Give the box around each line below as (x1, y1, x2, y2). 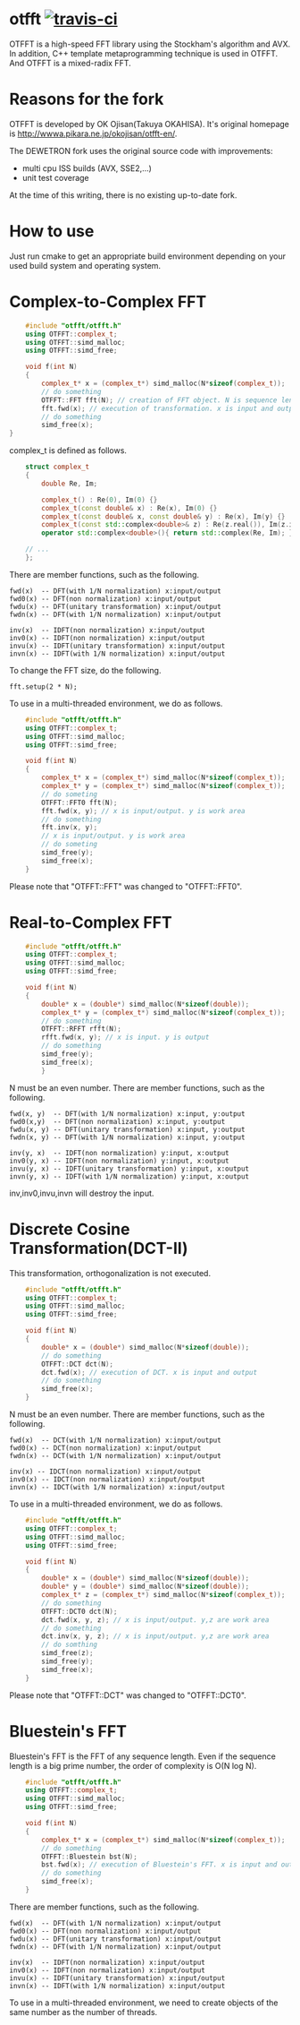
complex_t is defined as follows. (9, 445, 128, 456)
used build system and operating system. (9, 260, 162, 270)
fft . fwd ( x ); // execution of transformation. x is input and (41, 404, 274, 413)
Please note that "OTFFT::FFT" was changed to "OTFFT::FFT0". (9, 880, 243, 891)
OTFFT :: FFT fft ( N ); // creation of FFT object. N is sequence (41, 395, 278, 405)
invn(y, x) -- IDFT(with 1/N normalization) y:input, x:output (9, 1171, 250, 1181)
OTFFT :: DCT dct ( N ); (41, 1360, 114, 1369)
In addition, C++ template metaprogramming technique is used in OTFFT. (9, 47, 279, 58)
